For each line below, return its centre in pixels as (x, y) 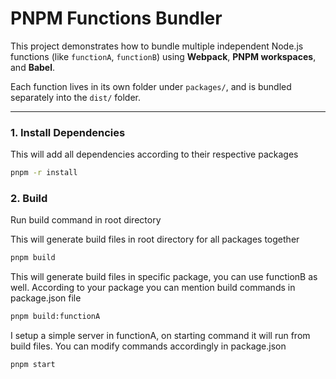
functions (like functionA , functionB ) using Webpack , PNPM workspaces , (163, 56)
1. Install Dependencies (68, 132)
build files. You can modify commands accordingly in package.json (148, 346)
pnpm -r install (44, 173)
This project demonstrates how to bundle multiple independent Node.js (157, 46)
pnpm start (33, 365)
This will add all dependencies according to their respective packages (154, 154)
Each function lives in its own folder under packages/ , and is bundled (151, 86)
